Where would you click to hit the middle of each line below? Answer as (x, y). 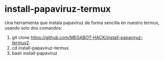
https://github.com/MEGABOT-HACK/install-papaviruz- (87, 37)
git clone (21, 37)
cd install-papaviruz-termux (40, 48)
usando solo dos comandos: (33, 28)
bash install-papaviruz (35, 53)
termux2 (20, 42)
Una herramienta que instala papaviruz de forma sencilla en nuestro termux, (82, 23)
